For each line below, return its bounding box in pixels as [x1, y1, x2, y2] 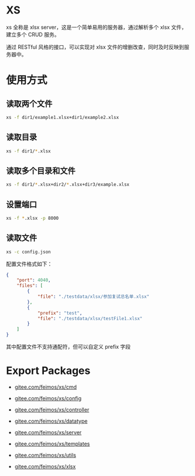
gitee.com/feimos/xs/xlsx [14, 463, 76, 470]
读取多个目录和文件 [6, 165, 76, 176]
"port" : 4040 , [16, 277, 51, 283]
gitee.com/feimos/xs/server [14, 429, 82, 436]
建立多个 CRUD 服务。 [6, 30, 60, 38]
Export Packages [6, 364, 91, 378]
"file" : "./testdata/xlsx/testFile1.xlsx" [37, 315, 143, 321]
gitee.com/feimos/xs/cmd [14, 383, 77, 390]
